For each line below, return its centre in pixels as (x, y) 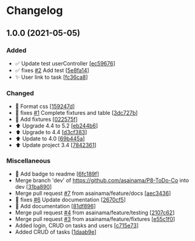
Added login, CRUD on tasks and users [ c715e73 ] (77, 226)
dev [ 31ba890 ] (33, 187)
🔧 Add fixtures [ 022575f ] (46, 120)
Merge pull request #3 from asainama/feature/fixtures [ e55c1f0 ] (95, 219)
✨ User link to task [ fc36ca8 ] (51, 77)
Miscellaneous (28, 161)
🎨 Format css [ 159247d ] (45, 106)
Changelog (35, 11)
